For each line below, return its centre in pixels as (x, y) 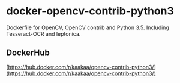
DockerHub (28, 53)
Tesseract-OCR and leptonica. (43, 33)
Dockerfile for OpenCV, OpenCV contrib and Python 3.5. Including (88, 27)
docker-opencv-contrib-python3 (90, 11)
